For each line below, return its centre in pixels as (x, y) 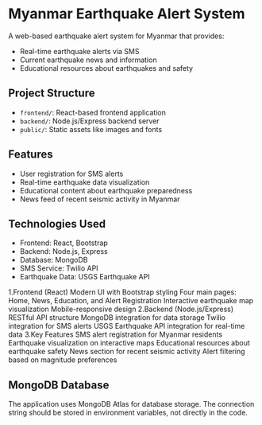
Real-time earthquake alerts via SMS (79, 51)
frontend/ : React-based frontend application (93, 112)
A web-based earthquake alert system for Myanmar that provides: (116, 36)
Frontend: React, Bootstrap (64, 243)
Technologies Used (57, 224)
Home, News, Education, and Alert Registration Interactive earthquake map (131, 301)
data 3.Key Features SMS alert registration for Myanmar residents (116, 334)
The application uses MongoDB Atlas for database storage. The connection (131, 404)
